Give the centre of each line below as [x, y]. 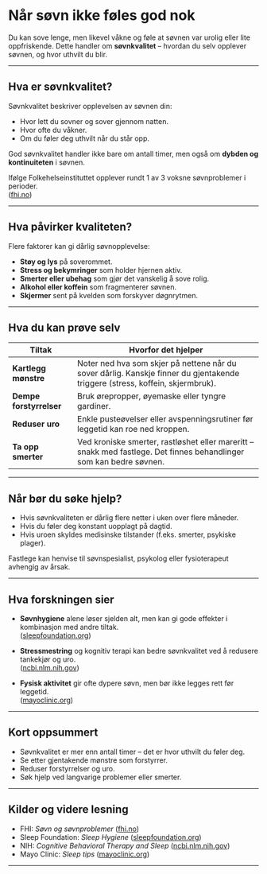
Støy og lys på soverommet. [66, 262]
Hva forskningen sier [61, 599]
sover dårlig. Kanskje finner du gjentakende [158, 374]
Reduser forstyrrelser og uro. [67, 768]
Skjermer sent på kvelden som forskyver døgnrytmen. [109, 295]
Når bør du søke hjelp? [65, 498]
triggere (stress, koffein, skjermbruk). [147, 383]
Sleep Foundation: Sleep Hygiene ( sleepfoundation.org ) [110, 837]
